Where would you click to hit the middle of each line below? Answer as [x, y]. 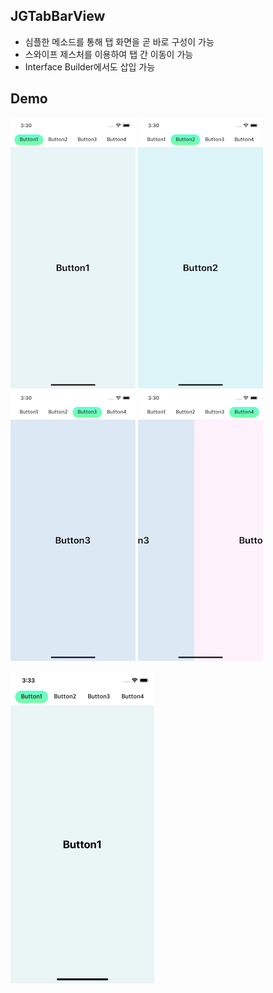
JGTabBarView [58, 16]
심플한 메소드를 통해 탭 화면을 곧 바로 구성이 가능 [119, 41]
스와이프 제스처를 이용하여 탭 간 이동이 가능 [109, 54]
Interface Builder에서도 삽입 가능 [90, 66]
